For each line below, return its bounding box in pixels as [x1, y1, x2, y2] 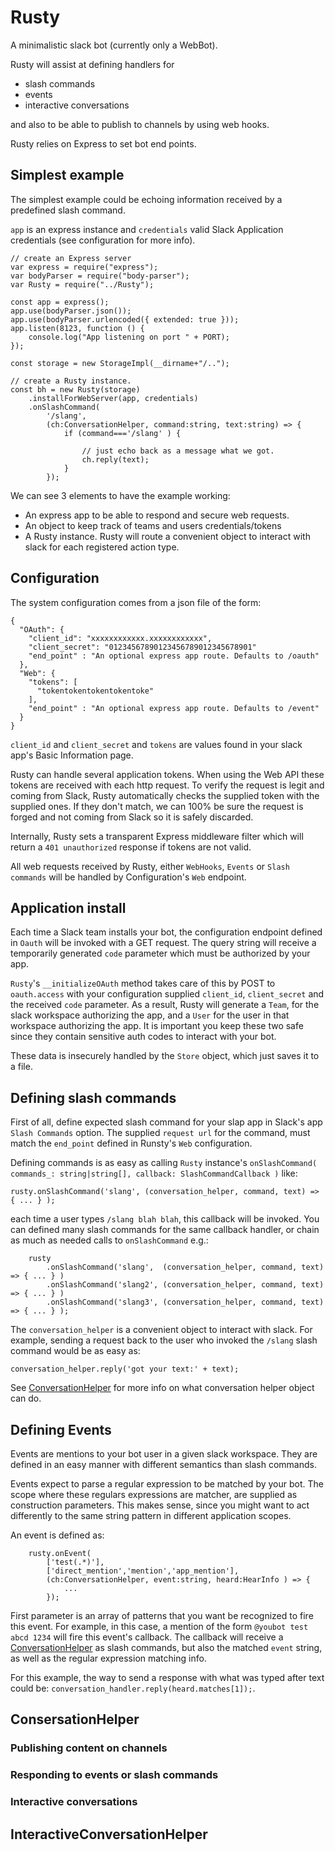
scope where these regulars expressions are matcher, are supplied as [10, 1489, 298, 1500]
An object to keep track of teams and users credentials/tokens [24, 519, 282, 531]
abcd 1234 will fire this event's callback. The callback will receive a [10, 1631, 284, 1643]
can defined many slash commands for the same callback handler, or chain [10, 1224, 320, 1236]
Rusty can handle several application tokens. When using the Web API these [10, 768, 325, 780]
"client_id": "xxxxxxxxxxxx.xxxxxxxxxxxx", [28, 633, 213, 643]
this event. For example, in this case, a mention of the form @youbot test [10, 1621, 309, 1632]
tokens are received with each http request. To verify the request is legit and [10, 779, 325, 791]
